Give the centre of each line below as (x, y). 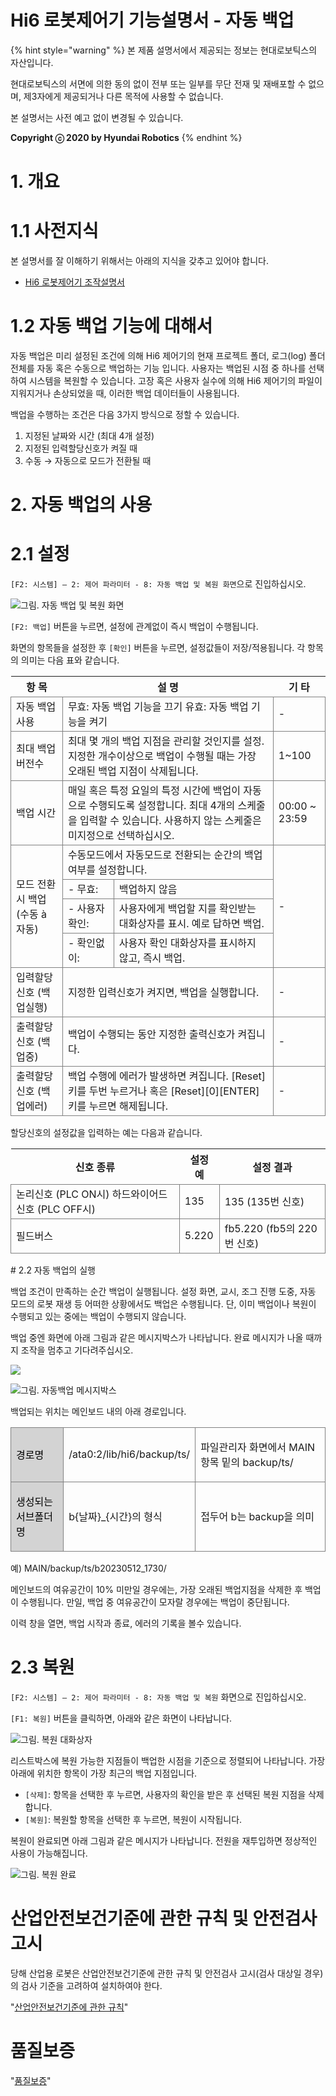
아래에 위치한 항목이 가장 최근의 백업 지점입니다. (104, 1773)
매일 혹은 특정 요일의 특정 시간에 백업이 (154, 791)
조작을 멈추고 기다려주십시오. (77, 1350)
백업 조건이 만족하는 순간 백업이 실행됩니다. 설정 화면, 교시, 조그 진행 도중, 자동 (163, 1292)
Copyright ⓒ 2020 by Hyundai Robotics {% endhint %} (126, 137)
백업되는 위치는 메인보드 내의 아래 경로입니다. (98, 1412)
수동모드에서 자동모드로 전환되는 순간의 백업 (165, 855)
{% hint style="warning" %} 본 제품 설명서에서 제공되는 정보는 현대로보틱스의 (164, 50)
